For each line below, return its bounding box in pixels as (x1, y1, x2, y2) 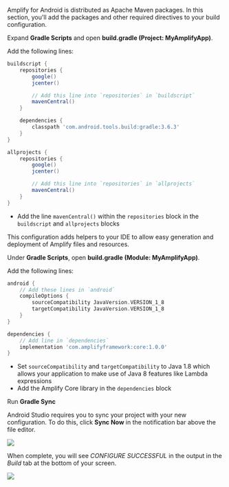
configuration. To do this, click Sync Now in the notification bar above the (7, 418, 217, 426)
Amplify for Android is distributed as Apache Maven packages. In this (7, 6, 204, 14)
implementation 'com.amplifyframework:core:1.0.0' (19, 343, 168, 350)
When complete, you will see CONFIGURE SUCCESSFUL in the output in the (7, 452, 222, 460)
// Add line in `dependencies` (19, 337, 109, 344)
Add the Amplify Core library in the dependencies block (17, 385, 172, 393)
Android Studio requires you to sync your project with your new (7, 411, 187, 419)
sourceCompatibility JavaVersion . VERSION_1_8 (32, 299, 165, 306)
